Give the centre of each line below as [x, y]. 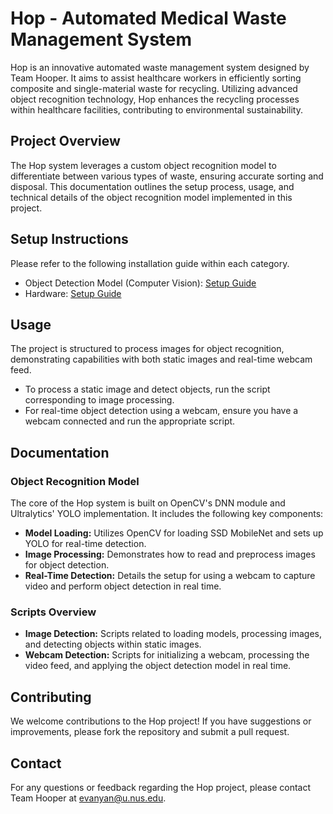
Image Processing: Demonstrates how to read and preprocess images [170, 554]
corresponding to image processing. [99, 400]
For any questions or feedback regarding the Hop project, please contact [161, 787]
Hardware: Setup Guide [73, 293]
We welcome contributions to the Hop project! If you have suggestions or [161, 721]
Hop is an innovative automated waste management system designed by [160, 67]
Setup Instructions [69, 239]
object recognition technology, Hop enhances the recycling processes [155, 99]
